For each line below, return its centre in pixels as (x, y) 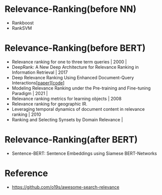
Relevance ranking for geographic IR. (49, 104)
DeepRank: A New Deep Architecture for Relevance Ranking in (75, 67)
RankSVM (22, 28)
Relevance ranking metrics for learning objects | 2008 (67, 98)
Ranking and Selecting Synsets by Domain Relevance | (67, 119)
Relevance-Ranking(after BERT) (71, 140)
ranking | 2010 (26, 114)
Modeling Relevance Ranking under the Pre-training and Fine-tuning (81, 88)
